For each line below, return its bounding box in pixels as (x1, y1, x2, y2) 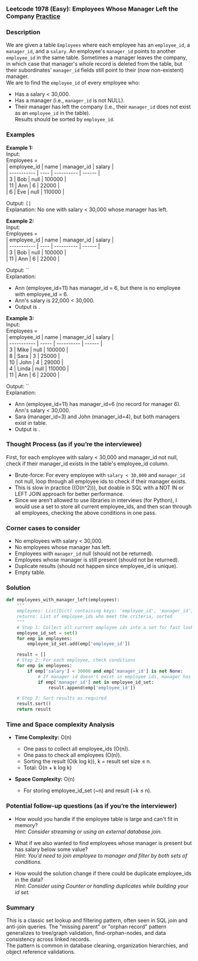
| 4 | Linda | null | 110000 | (6, 365, 69, 372)
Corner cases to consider (6, 524, 81, 532)
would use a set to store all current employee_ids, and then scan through (14, 502, 192, 510)
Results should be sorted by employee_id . (14, 116, 115, 123)
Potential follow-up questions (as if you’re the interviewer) (6, 802, 177, 810)
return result (16, 707, 51, 712)
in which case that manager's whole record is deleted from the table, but (6, 60, 183, 67)
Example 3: (6, 314, 34, 321)
